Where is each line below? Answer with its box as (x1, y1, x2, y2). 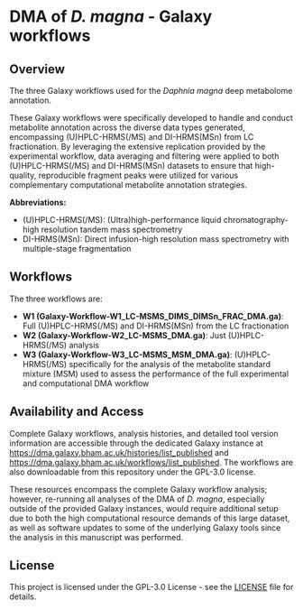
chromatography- (223, 215, 289, 225)
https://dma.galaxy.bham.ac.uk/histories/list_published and (9, 447, 229, 457)
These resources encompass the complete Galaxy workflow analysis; (9, 484, 268, 494)
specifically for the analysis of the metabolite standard (69, 358, 271, 369)
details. (9, 591, 37, 602)
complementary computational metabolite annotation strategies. (9, 180, 248, 190)
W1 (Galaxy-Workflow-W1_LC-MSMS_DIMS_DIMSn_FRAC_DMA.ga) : (22, 310, 284, 321)
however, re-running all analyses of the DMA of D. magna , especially (9, 494, 265, 504)
